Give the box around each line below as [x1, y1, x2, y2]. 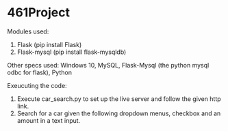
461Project [7, 5, 71, 20]
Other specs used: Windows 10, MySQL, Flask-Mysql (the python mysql [7, 61, 210, 69]
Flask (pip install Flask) [16, 40, 82, 48]
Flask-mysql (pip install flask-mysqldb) [16, 48, 127, 56]
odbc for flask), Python [7, 68, 72, 76]
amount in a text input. [16, 116, 81, 124]
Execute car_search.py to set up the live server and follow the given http [16, 94, 221, 103]
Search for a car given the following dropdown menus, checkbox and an [16, 109, 221, 117]
